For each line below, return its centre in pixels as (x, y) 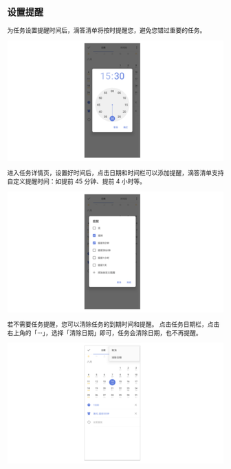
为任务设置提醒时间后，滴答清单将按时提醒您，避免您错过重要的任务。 (107, 30)
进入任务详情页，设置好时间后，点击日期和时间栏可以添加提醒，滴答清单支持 (115, 173)
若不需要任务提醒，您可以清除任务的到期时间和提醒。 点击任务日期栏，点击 (113, 324)
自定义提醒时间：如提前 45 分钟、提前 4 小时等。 (77, 181)
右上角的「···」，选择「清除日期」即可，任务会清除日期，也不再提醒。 (105, 332)
